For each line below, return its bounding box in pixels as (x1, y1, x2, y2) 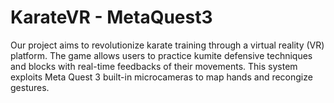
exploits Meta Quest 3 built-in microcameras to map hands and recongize (10, 71, 313, 83)
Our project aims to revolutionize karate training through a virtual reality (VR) (10, 39, 325, 51)
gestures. (10, 81, 50, 93)
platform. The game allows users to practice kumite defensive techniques (10, 49, 313, 61)
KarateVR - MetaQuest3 (10, 6, 213, 29)
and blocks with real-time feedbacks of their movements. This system (10, 60, 298, 72)
